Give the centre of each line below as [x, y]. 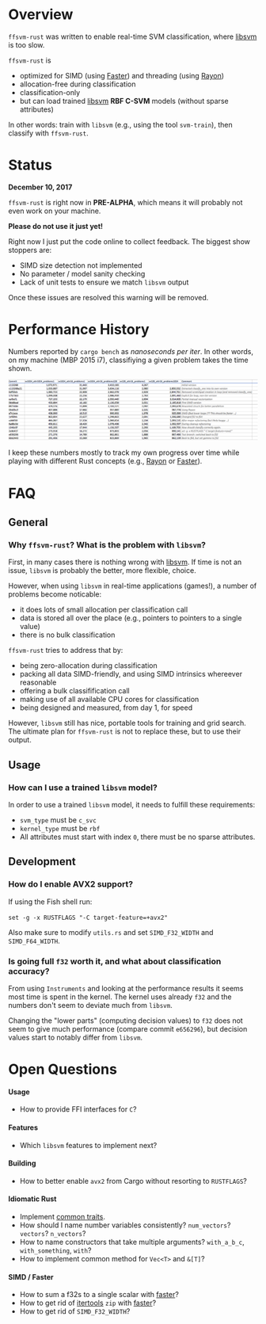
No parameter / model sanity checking [82, 273]
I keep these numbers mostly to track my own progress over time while [124, 452]
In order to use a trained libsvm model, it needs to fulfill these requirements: [132, 804]
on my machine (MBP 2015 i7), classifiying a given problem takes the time [128, 360]
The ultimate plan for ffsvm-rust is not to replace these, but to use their [125, 731]
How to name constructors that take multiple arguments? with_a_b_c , [132, 1242]
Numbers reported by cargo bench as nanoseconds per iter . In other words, [131, 351]
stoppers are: [30, 250]
